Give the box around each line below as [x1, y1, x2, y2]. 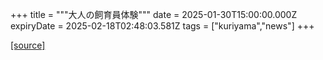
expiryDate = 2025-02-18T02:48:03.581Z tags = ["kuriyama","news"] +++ [10, 20, 315, 32]
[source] [10, 39, 46, 51]
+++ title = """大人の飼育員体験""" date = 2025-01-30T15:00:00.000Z [10, 9, 298, 20]
